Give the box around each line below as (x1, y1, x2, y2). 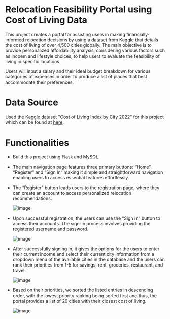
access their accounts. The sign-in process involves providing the (12, 220, 151, 226)
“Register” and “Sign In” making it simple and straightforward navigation (12, 169, 163, 175)
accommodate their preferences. (5, 79, 74, 85)
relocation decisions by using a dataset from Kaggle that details (25, 37, 158, 43)
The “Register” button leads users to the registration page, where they (12, 184, 160, 191)
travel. (12, 267, 26, 273)
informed (5, 37, 24, 43)
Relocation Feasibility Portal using (5, 4, 152, 15)
